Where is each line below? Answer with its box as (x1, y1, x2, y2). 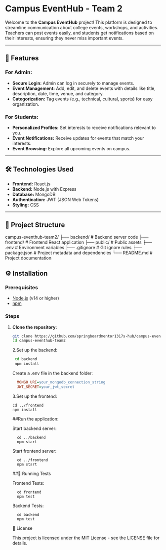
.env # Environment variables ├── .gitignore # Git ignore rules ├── (5, 244, 142, 250)
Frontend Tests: (12, 480, 44, 486)
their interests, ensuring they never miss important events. (5, 35, 124, 41)
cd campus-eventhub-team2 (12, 338, 66, 343)
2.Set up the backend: (12, 347, 58, 353)
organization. (12, 101, 40, 107)
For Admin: (5, 69, 32, 76)
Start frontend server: (12, 448, 57, 454)
